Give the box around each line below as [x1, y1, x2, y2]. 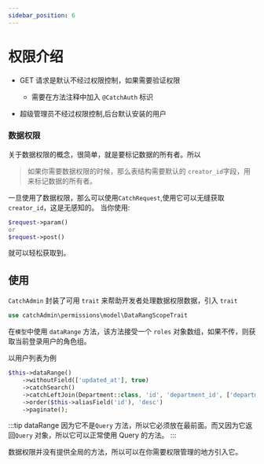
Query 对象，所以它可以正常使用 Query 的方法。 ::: [15, 430, 177, 440]
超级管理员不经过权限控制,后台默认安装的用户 [19, 109, 167, 118]
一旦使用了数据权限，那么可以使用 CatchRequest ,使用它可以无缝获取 [8, 193, 225, 202]
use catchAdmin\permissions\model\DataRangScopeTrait [8, 311, 189, 319]
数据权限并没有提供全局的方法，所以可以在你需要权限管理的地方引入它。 [8, 447, 242, 457]
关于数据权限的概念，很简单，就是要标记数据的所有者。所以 [8, 149, 201, 159]
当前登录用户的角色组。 [14, 337, 91, 346]
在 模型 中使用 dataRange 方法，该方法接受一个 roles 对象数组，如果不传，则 [8, 327, 249, 337]
